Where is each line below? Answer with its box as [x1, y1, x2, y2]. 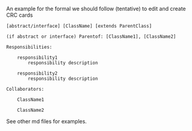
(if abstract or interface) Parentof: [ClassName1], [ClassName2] [6, 34, 176, 40]
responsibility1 [17, 55, 58, 61]
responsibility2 [17, 70, 58, 76]
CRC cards [6, 11, 33, 19]
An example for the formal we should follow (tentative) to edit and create [6, 5, 186, 12]
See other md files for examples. [6, 118, 87, 125]
